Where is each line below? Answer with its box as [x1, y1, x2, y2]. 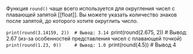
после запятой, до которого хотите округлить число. [6, 18, 138, 24]
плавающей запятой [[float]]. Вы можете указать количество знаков [6, 11, 177, 18]
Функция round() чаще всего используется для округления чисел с [6, 5, 175, 12]
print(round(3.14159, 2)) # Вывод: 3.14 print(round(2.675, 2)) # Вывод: [6, 29, 188, 36]
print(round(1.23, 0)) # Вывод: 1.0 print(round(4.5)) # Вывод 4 [6, 41, 177, 48]
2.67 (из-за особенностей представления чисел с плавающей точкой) [6, 35, 182, 42]
